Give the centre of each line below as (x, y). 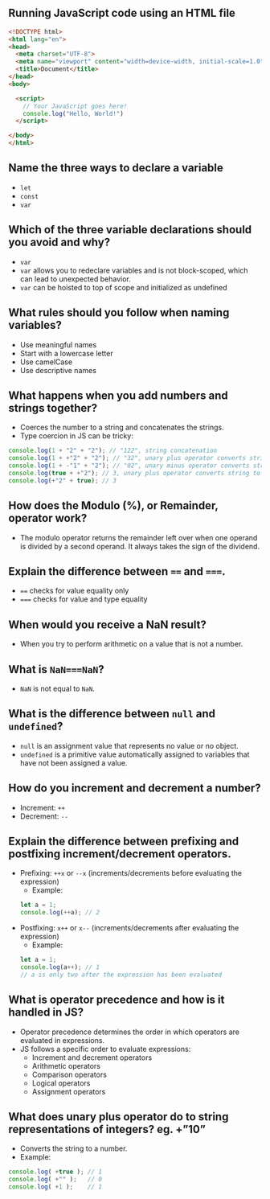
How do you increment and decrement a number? (135, 788)
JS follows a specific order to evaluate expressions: (105, 1049)
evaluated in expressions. (62, 1040)
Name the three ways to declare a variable (116, 168)
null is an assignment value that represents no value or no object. (129, 745)
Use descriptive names (58, 370)
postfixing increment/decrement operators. (120, 854)
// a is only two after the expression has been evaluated (121, 975)
